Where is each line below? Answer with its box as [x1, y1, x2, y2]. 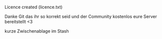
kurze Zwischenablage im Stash [4, 28, 69, 34]
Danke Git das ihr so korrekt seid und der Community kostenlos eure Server [4, 14, 157, 19]
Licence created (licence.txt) [4, 4, 63, 10]
